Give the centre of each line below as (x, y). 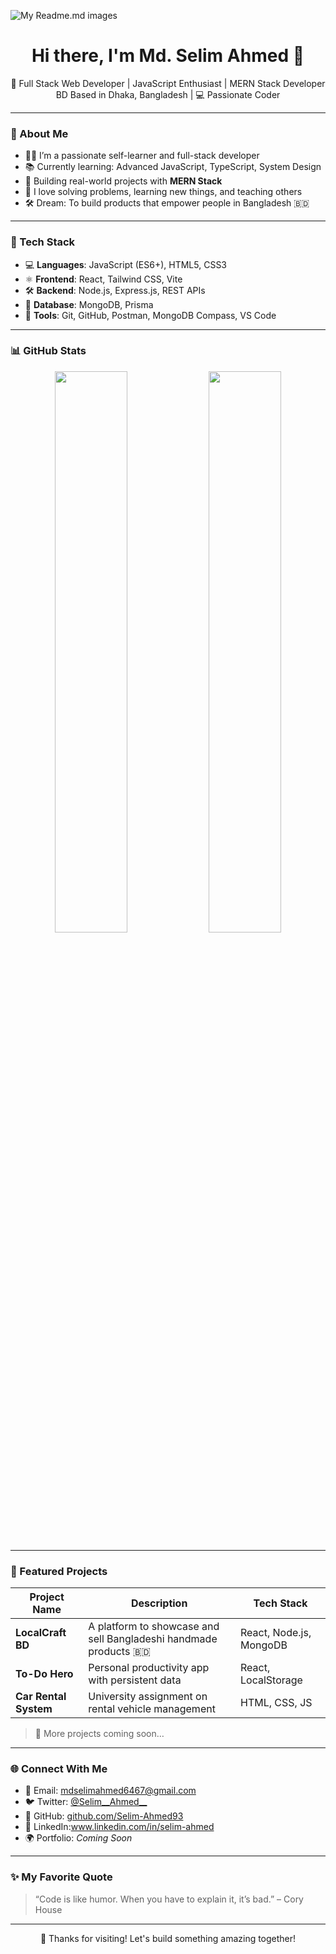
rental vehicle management (152, 1709)
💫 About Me (39, 133)
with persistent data (135, 1680)
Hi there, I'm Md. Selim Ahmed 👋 (168, 56)
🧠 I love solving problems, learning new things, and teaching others (163, 192)
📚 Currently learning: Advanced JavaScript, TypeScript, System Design (173, 167)
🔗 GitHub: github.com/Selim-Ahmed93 (104, 1816)
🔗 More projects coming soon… (99, 1734)
